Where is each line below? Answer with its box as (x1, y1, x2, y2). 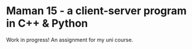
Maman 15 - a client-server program (6, 4, 187, 18)
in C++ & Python (6, 17, 88, 30)
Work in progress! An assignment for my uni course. (6, 36, 133, 43)
